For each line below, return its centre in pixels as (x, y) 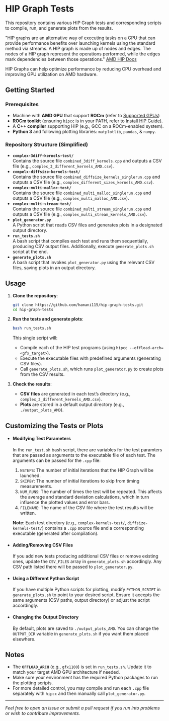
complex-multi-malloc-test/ (42, 188)
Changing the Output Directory (46, 617)
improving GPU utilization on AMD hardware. (52, 74)
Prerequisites (22, 105)
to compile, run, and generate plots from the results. (59, 28)
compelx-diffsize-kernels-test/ (46, 172)
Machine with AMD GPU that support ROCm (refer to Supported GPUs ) (86, 115)
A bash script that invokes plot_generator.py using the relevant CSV (83, 262)
